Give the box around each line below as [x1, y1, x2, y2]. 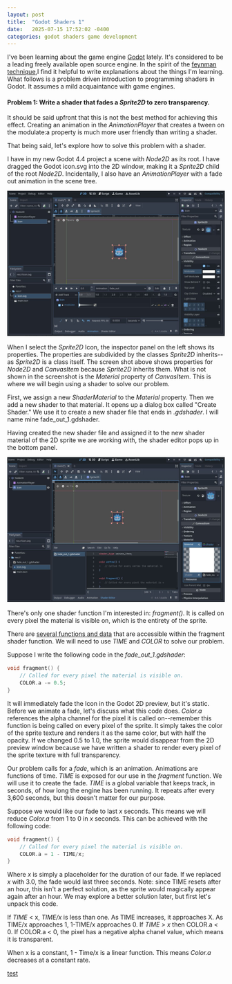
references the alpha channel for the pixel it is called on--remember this [7, 713, 212, 722]
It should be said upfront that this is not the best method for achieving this [7, 113, 217, 122]
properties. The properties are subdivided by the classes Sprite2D [7, 350, 195, 359]
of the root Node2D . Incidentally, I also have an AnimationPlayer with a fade [7, 170, 222, 178]
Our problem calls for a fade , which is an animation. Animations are [7, 764, 198, 772]
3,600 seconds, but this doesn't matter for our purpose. [7, 793, 166, 802]
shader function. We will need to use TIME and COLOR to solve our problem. [7, 637, 224, 646]
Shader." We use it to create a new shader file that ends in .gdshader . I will [7, 408, 219, 417]
